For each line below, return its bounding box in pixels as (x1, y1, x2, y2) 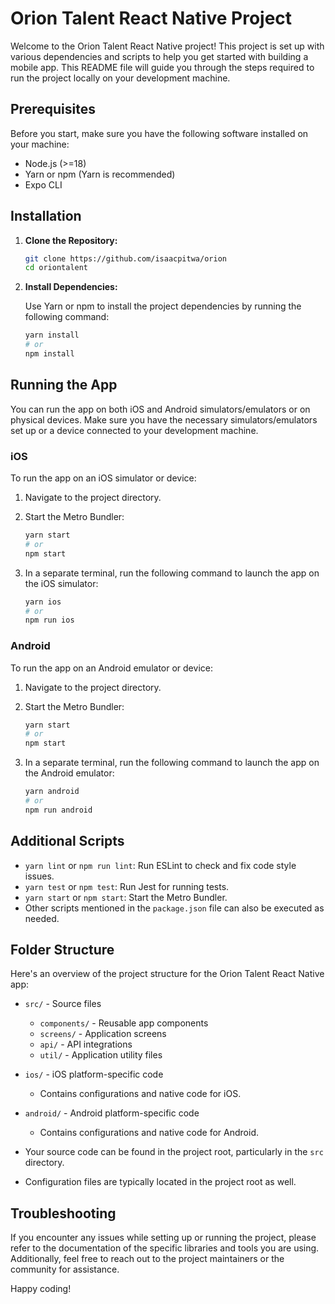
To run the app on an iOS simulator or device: (10, 472, 197, 484)
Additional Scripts (10, 833, 125, 850)
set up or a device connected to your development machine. (10, 424, 259, 436)
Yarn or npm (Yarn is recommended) (24, 168, 176, 180)
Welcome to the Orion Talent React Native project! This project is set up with (10, 40, 325, 52)
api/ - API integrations (39, 1038, 133, 1051)
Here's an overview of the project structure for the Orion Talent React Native (10, 968, 325, 980)
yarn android (24, 787, 80, 797)
